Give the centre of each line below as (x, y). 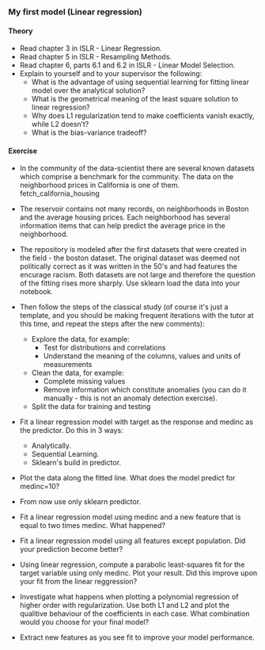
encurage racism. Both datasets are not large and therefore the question (137, 275)
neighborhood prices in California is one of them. (100, 185)
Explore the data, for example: (81, 339)
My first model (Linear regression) (75, 12)
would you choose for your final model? (84, 622)
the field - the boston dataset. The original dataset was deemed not (129, 258)
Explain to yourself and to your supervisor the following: (111, 74)
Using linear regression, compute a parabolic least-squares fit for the (132, 564)
